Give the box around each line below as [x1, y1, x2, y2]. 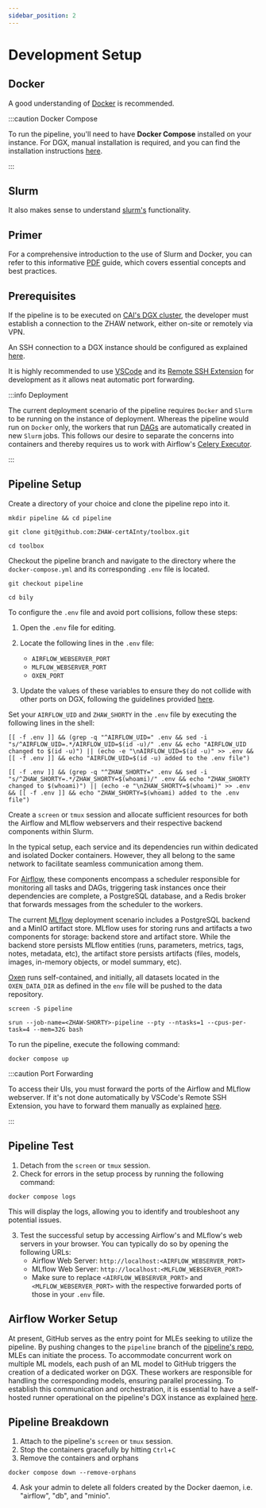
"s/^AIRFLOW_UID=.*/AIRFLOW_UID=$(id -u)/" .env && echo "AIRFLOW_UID [8, 740, 247, 748]
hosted [8, 1392, 32, 1402]
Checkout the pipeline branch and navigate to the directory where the [8, 556, 237, 565]
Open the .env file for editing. [19, 622, 117, 632]
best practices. [8, 267, 57, 276]
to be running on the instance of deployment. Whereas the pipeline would [8, 414, 249, 424]
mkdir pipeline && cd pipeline [8, 514, 112, 522]
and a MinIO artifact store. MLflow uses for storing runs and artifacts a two [8, 923, 253, 933]
